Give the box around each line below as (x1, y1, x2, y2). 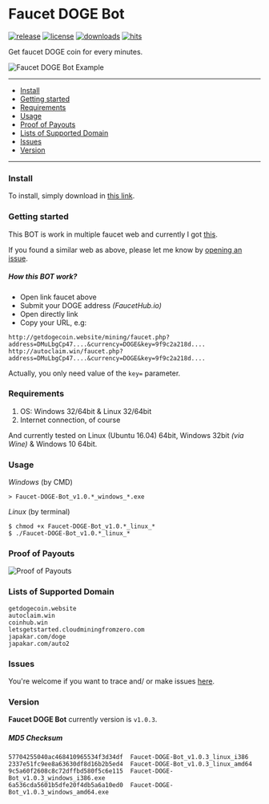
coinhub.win (8, 619, 48, 627)
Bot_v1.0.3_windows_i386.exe (8, 774, 106, 782)
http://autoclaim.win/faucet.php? (8, 347, 124, 355)
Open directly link (19, 309, 78, 319)
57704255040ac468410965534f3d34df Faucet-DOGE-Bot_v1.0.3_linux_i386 (8, 753, 249, 761)
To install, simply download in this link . (8, 191, 135, 201)
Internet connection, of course (19, 415, 121, 424)
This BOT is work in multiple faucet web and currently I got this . (8, 229, 218, 239)
